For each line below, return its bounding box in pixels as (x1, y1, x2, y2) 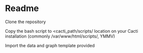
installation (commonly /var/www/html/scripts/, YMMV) (5, 33, 115, 39)
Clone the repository (5, 19, 46, 25)
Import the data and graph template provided (5, 42, 95, 48)
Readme (5, 3, 39, 14)
